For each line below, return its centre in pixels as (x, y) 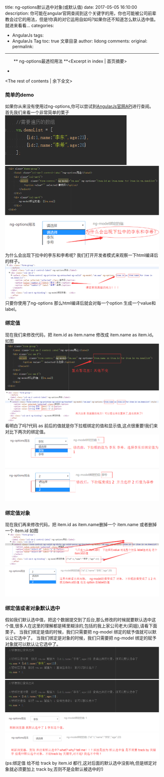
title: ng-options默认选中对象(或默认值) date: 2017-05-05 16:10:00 (71, 7)
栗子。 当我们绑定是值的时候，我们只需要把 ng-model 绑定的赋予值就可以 (79, 632)
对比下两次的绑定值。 (26, 432)
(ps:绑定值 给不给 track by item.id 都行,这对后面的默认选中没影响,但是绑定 (79, 763)
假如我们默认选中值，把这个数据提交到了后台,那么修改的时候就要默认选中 (79, 620)
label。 (12, 309)
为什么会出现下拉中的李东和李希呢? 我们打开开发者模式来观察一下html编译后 (82, 255)
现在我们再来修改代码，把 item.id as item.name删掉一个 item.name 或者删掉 (81, 525)
